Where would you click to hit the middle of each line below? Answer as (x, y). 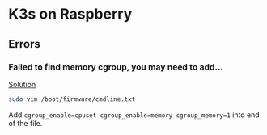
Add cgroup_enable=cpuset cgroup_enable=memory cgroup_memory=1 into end (134, 115)
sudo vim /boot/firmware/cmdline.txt (72, 99)
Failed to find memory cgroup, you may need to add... (116, 67)
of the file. (25, 123)
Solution (22, 84)
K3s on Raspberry (70, 14)
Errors (24, 44)
